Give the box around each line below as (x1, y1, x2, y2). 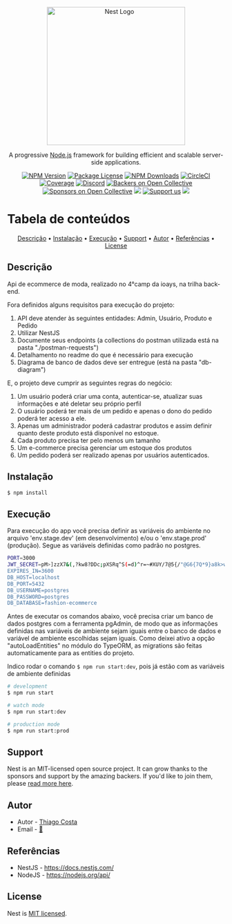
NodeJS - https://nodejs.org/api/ (17, 871, 110, 879)
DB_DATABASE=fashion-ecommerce (7, 600, 97, 607)
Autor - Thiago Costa (17, 818, 78, 826)
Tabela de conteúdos (7, 211, 130, 227)
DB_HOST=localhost (7, 574, 60, 581)
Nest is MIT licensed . (7, 909, 68, 917)
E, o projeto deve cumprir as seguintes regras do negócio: (7, 379, 173, 387)
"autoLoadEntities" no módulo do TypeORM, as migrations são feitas (7, 641, 202, 650)
